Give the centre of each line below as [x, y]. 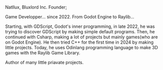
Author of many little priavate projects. [44, 62]
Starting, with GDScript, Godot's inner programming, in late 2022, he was [80, 26]
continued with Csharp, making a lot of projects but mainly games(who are [81, 37]
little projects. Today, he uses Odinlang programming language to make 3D [81, 47]
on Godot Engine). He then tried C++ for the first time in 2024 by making [80, 42]
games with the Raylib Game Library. [43, 53]
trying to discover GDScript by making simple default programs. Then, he [80, 32]
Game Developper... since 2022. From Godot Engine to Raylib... [70, 17]
